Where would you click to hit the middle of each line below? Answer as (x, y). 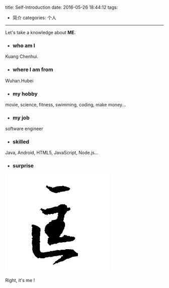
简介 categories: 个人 (34, 18)
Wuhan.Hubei (19, 81)
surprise (23, 166)
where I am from (33, 70)
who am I (24, 45)
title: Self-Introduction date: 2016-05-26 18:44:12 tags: (62, 7)
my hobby (25, 94)
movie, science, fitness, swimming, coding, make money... (66, 104)
